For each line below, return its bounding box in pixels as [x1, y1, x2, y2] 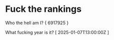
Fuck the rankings [5, 3, 82, 15]
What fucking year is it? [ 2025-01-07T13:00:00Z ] [5, 29, 109, 35]
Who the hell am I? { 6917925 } [5, 20, 69, 26]
